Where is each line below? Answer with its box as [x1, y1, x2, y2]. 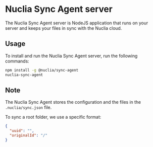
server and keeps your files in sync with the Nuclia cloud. [5, 25, 122, 31]
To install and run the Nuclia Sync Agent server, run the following [5, 53, 138, 59]
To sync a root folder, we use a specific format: [5, 114, 102, 120]
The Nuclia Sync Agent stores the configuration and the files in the [5, 99, 141, 105]
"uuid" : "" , [9, 128, 35, 134]
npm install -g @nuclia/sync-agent [5, 68, 79, 73]
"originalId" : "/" [9, 133, 48, 138]
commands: [5, 58, 30, 64]
